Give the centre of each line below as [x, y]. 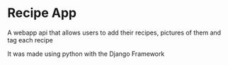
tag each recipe [30, 40]
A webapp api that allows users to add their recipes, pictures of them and [114, 32]
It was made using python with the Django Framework [86, 54]
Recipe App [42, 13]
